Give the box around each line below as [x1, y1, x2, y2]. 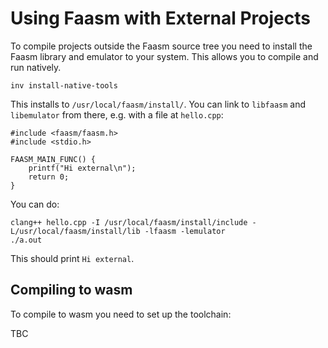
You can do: [10, 198, 60, 210]
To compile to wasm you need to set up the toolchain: [10, 308, 232, 320]
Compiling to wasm [10, 282, 133, 299]
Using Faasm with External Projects [10, 7, 311, 30]
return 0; [28, 172, 70, 182]
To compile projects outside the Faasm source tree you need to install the [10, 40, 313, 52]
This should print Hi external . [10, 252, 135, 264]
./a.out [10, 235, 43, 245]
